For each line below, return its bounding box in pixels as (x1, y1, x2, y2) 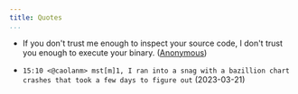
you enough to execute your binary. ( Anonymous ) (22, 47, 208, 58)
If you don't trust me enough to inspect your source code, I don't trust (22, 38, 283, 48)
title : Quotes (9, 13, 63, 22)
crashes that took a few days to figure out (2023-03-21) (22, 73, 246, 85)
